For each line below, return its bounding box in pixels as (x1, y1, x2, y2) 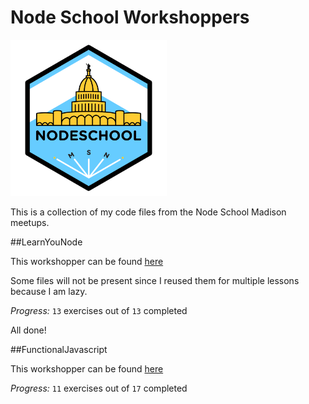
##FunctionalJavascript (10, 343, 108, 355)
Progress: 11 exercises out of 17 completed (10, 382, 188, 394)
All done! (10, 324, 47, 336)
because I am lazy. (10, 285, 88, 297)
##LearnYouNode (10, 236, 83, 248)
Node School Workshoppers (10, 6, 250, 29)
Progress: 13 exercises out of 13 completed (10, 304, 188, 316)
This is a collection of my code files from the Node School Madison (10, 206, 287, 218)
